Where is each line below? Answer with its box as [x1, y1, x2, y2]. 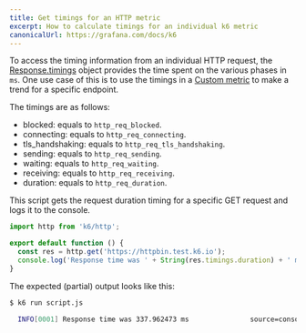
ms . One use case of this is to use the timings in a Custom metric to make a [9, 75, 290, 86]
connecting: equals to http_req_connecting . [22, 129, 187, 140]
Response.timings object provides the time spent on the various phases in [9, 65, 287, 76]
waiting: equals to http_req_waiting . [22, 158, 159, 169]
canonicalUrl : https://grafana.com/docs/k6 [9, 30, 178, 39]
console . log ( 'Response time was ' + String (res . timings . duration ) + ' [17, 256, 291, 265]
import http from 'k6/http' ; [9, 222, 120, 232]
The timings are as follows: [9, 102, 111, 113]
